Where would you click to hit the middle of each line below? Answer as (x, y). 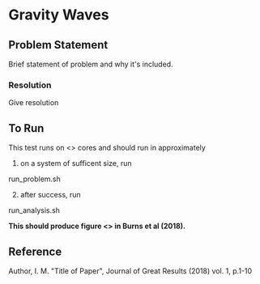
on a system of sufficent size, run (76, 163)
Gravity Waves (59, 15)
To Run (26, 128)
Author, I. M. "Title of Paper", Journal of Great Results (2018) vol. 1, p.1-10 (130, 271)
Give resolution (34, 103)
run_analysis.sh (34, 210)
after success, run (50, 195)
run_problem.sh (34, 179)
